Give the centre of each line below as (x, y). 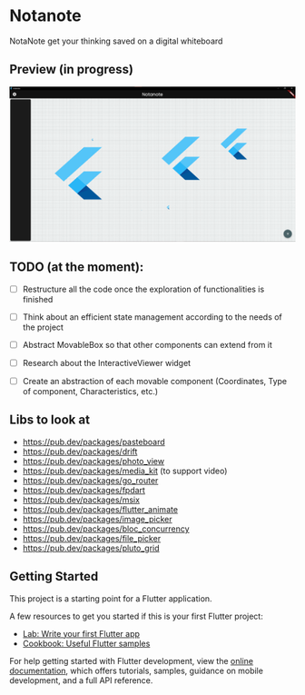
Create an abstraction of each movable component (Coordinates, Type (155, 381)
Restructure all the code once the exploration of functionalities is (143, 289)
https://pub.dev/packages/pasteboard (93, 442)
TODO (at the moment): (77, 268)
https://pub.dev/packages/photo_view (93, 461)
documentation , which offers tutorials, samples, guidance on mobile (136, 670)
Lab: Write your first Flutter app (81, 633)
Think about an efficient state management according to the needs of (152, 317)
